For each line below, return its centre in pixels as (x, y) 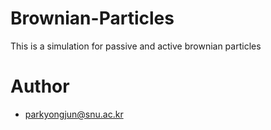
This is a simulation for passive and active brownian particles (136, 46)
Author (40, 86)
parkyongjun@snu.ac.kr (74, 114)
